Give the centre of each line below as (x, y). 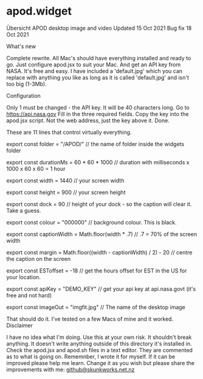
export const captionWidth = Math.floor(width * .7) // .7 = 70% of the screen (102, 234)
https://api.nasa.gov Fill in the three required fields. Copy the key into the (98, 114)
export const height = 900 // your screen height (66, 192)
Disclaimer (20, 325)
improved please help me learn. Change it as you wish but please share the (100, 363)
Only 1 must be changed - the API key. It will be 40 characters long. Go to (98, 107)
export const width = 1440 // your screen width (65, 180)
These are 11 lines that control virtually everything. (69, 132)
